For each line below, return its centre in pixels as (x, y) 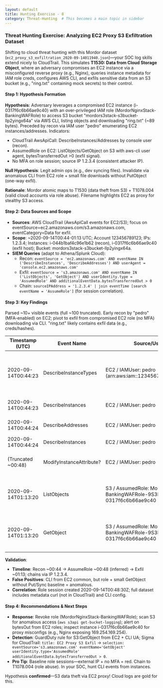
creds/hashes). (20, 328)
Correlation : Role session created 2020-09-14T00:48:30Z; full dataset (83, 590)
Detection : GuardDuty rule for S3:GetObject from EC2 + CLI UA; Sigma (83, 637)
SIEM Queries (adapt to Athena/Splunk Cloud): (59, 254)
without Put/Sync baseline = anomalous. (52, 585)
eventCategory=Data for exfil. (42, 233)
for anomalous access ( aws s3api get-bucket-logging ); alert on (75, 622)
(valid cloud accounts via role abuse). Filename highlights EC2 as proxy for (80, 195)
